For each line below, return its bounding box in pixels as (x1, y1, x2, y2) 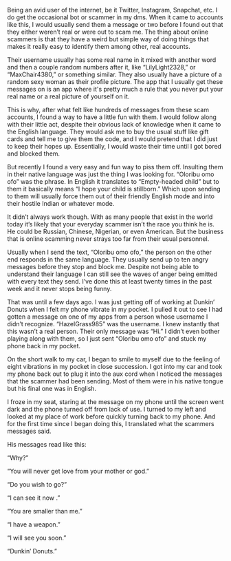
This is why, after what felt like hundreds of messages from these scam (7, 106, 210, 114)
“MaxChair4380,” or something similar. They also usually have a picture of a (7, 70, 222, 78)
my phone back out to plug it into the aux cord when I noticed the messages (7, 370, 223, 378)
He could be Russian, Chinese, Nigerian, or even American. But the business (7, 227, 224, 235)
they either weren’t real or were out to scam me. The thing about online (7, 28, 208, 36)
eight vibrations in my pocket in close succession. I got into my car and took (7, 363, 223, 370)
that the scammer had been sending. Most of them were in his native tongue (7, 377, 223, 385)
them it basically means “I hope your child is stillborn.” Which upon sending (7, 185, 221, 193)
